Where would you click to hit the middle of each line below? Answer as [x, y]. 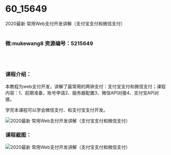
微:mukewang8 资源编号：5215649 [49, 43]
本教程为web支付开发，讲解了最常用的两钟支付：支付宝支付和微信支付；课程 [85, 86]
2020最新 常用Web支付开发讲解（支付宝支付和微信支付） [65, 23]
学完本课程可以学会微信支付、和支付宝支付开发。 [56, 110]
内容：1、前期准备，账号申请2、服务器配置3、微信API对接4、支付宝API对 [82, 92]
